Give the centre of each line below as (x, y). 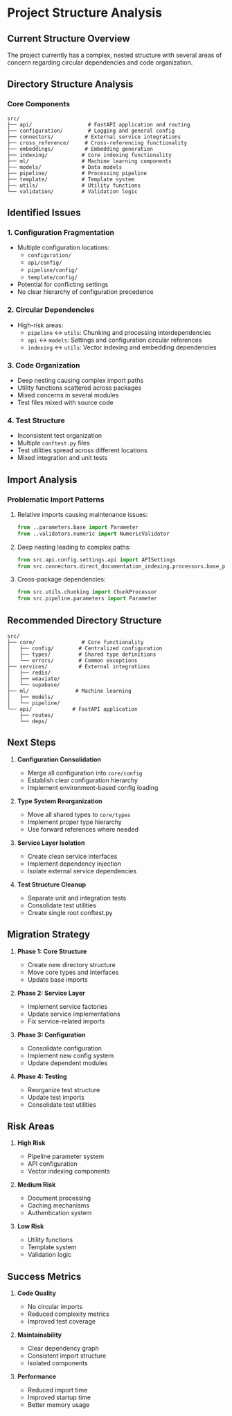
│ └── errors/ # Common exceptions (72, 661)
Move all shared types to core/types (79, 814)
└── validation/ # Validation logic (72, 191)
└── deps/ (34, 722)
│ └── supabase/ (34, 685)
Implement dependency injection (74, 864)
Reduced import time (57, 1390)
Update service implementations (74, 1014)
